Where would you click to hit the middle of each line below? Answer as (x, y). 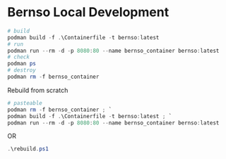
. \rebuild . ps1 (28, 149)
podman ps (22, 64)
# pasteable (25, 103)
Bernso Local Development (88, 12)
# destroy (22, 70)
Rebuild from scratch (38, 90)
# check (19, 57)
